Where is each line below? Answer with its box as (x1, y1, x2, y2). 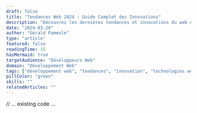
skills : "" (6, 79, 33, 85)
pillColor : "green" (6, 73, 54, 79)
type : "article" (6, 36, 46, 41)
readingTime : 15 (6, 47, 46, 52)
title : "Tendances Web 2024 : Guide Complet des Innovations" (6, 14, 161, 20)
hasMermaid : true (6, 52, 49, 58)
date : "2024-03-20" (6, 24, 54, 31)
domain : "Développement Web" (6, 62, 77, 69)
